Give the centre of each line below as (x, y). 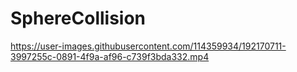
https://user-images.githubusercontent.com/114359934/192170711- (148, 46)
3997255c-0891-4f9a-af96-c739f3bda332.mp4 (110, 56)
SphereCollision (78, 18)
